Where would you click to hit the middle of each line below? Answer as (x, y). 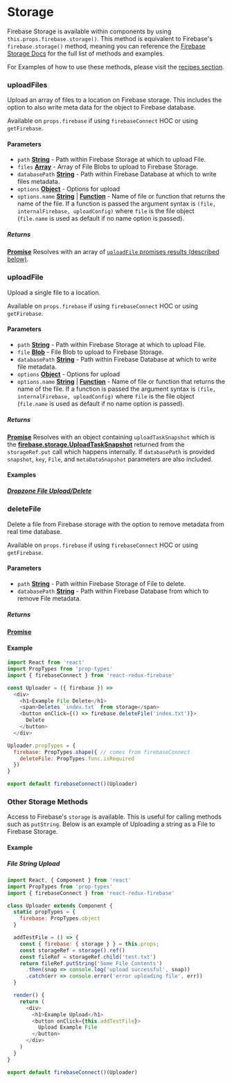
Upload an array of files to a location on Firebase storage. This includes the (115, 100)
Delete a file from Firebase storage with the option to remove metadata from (116, 524)
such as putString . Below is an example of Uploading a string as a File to (111, 824)
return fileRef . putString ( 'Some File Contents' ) (91, 963)
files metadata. (38, 182)
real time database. (35, 531)
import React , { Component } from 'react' (69, 880)
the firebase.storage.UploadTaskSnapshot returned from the (96, 444)
